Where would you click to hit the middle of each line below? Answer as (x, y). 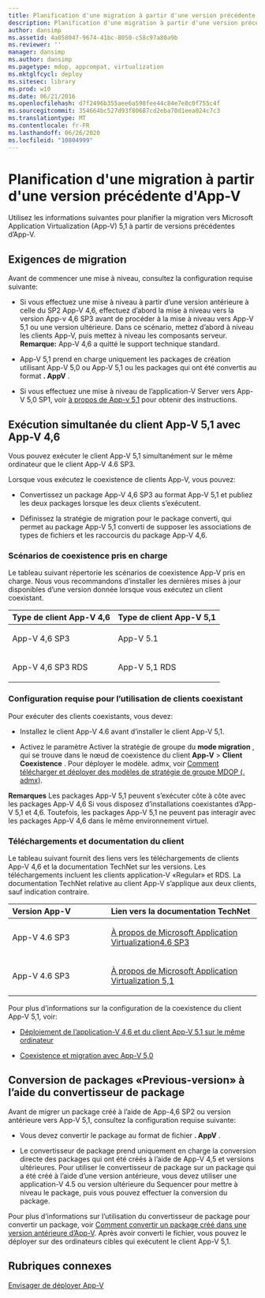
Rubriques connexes (60, 1266)
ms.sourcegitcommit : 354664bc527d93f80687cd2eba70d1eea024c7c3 (114, 111)
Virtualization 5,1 (143, 981)
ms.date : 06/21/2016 (42, 96)
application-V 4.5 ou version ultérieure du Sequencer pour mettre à (129, 1184)
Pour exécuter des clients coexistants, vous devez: (91, 716)
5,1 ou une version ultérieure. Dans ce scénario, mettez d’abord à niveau (136, 327)
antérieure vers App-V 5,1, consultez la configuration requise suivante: (122, 1120)
